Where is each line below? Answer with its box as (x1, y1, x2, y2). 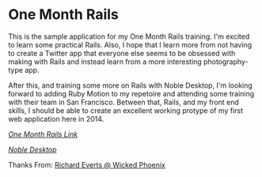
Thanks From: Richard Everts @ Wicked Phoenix (8, 160, 166, 169)
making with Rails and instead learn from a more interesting (8, 57, 202, 66)
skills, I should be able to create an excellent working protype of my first (8, 105, 244, 115)
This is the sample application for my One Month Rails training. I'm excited (8, 32, 250, 41)
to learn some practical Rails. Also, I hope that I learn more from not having (8, 40, 252, 49)
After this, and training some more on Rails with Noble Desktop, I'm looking (8, 81, 253, 90)
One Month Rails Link (8, 129, 78, 139)
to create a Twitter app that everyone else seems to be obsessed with (8, 48, 236, 58)
